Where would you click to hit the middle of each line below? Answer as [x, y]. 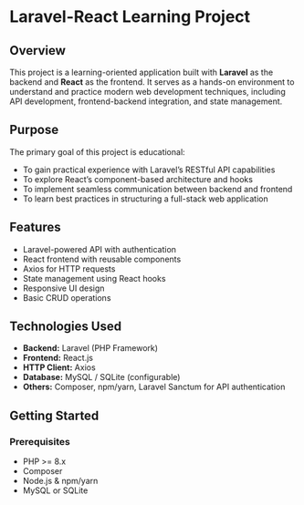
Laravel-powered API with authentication [99, 249]
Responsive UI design [63, 288]
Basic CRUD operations [67, 297]
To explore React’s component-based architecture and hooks [138, 179]
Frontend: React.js [58, 358]
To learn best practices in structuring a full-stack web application [145, 199]
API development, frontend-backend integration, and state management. [146, 101]
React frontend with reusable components [102, 259]
